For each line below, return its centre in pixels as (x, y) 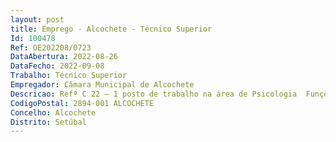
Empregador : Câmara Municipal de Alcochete (102, 85)
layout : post (37, 19)
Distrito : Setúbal (48, 122)
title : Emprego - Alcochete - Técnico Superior (111, 29)
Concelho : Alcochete (53, 112)
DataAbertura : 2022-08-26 (64, 57)
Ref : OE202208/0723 (51, 47)
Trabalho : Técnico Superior (69, 76)
